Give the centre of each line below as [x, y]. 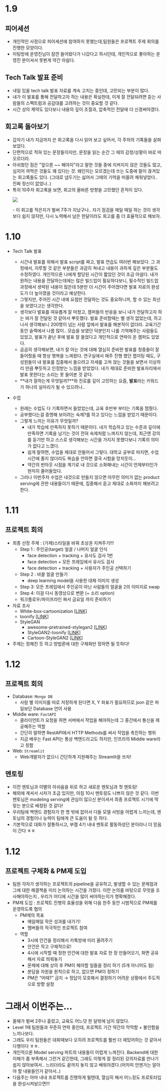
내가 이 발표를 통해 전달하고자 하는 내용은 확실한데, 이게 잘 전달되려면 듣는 [84, 97]
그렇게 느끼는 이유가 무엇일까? [49, 421]
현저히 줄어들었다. [45, 471]
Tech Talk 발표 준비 [34, 77]
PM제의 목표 [32, 915]
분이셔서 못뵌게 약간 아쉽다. [48, 60]
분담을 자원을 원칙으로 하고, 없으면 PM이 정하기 [73, 972]
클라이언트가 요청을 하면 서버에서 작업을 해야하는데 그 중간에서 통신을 [87, 720]
